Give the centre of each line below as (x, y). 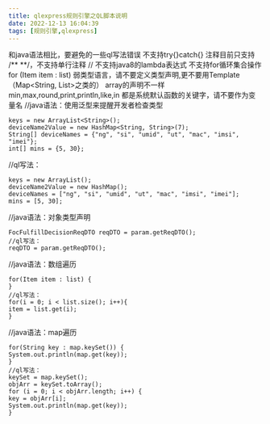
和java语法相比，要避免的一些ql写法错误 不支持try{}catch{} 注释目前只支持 (132, 55)
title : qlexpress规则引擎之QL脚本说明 (68, 16)
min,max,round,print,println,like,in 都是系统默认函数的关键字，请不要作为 (129, 95)
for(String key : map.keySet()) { (66, 348)
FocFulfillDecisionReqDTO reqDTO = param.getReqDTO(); (102, 233)
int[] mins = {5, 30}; (46, 149)
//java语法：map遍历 (43, 333)
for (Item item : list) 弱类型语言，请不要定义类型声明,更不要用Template (124, 75)
